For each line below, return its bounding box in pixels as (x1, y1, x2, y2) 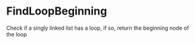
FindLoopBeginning (6, 4, 108, 18)
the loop (6, 30, 27, 38)
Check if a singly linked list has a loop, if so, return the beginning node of (6, 24, 190, 31)
